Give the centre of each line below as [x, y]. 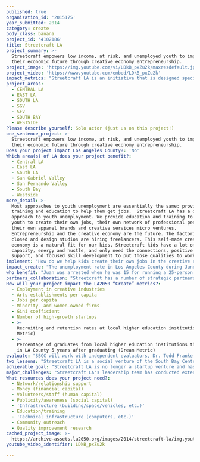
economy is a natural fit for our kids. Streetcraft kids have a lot [99, 245]
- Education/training [38, 411]
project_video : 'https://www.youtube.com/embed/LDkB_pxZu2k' [84, 73]
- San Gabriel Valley [38, 178]
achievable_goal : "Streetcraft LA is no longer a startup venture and [96, 367]
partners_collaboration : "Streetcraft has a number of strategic [89, 278]
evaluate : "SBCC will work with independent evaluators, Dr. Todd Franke [100, 356]
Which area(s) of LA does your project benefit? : [69, 156]
